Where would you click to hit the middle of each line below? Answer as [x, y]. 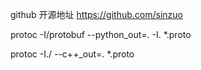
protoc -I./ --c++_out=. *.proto [72, 54]
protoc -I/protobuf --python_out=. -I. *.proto [101, 34]
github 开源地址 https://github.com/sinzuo [96, 14]
